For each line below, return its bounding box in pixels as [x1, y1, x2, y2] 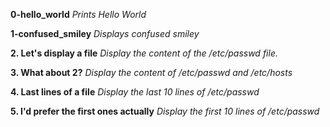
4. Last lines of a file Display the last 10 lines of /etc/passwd [10, 86, 260, 98]
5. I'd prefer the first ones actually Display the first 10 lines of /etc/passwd [10, 105, 320, 117]
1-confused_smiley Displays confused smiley [10, 28, 200, 39]
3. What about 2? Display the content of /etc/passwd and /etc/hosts [10, 67, 293, 78]
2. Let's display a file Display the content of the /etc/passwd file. [10, 47, 278, 59]
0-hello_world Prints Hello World [10, 9, 147, 20]
